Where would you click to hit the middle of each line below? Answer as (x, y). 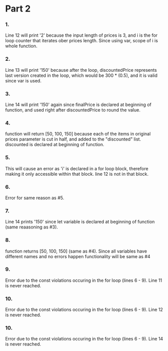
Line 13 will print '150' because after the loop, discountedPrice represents (81, 70)
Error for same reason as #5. (35, 198)
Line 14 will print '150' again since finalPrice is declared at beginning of (78, 105)
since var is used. (23, 80)
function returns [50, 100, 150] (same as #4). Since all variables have (76, 251)
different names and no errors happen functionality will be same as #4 (78, 256)
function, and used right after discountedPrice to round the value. (73, 110)
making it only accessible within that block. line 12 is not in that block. (77, 174)
